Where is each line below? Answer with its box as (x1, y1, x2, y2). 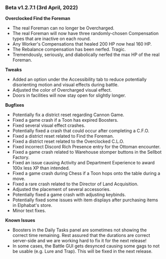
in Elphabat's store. (12, 202, 52, 208)
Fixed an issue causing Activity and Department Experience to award (12, 160, 155, 166)
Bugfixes (5, 102, 24, 108)
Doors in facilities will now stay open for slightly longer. (12, 92, 126, 99)
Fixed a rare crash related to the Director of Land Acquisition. (12, 181, 138, 187)
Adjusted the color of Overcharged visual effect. (12, 87, 112, 93)
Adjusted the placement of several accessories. (12, 186, 111, 192)
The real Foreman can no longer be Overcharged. (12, 25, 114, 31)
